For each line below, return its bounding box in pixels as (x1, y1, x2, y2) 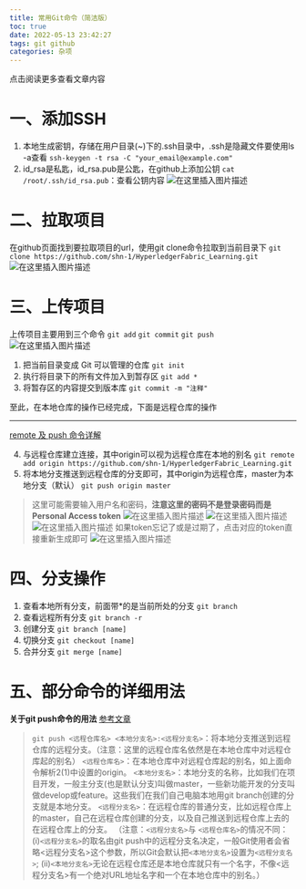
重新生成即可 (39, 532, 88, 543)
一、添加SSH (9, 109, 107, 129)
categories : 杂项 (9, 47, 73, 57)
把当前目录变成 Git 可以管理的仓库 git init (22, 359, 185, 370)
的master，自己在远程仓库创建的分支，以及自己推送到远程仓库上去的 (31, 812, 290, 823)
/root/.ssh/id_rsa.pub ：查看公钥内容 (22, 175, 166, 186)
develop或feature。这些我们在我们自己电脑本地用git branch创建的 (39, 790, 287, 801)
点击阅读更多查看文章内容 (9, 74, 106, 85)
